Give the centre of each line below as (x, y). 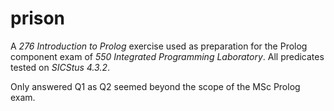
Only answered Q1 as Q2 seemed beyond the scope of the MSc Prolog (155, 86)
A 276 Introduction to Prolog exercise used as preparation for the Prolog (159, 46)
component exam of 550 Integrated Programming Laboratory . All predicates (167, 56)
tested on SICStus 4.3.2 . (60, 67)
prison (38, 18)
